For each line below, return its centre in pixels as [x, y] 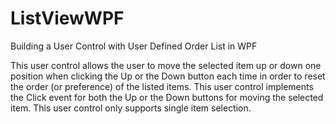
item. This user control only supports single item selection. [131, 108]
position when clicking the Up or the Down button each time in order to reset [168, 76]
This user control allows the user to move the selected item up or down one [166, 65]
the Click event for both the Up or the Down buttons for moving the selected [167, 97]
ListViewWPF [67, 18]
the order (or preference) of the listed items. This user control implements [162, 86]
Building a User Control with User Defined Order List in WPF [134, 46]
